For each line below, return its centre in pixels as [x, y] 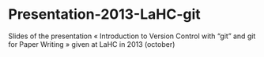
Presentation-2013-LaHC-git [105, 14]
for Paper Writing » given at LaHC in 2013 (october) [92, 44]
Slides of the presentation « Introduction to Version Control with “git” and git [132, 36]
